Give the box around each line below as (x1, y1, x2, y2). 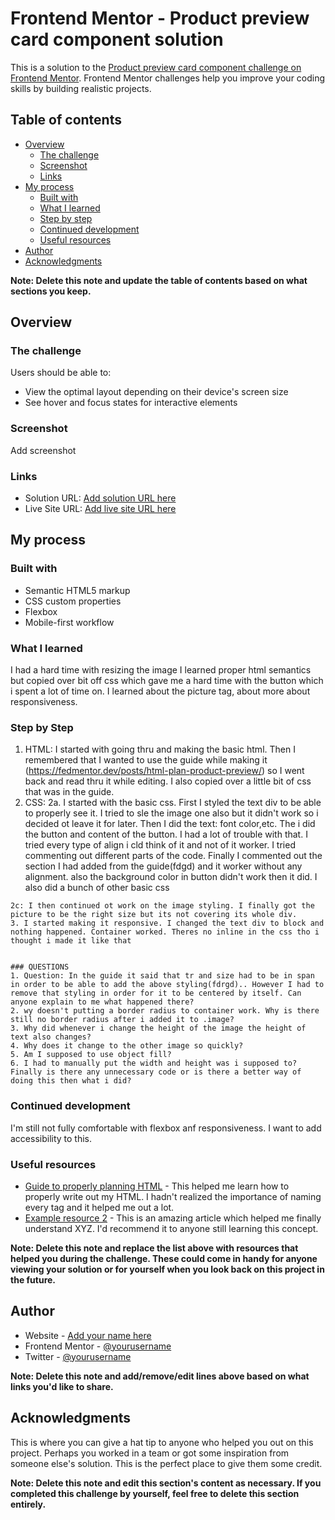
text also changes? (10, 1032, 92, 1042)
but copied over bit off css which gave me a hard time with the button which (10, 675, 324, 687)
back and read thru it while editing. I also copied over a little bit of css (24, 775, 312, 787)
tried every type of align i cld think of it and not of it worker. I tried (24, 839, 296, 851)
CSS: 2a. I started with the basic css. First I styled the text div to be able (24, 797, 322, 809)
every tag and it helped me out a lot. (24, 1201, 175, 1213)
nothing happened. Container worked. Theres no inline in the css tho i (10, 927, 320, 937)
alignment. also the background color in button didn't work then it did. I (24, 871, 318, 883)
